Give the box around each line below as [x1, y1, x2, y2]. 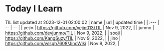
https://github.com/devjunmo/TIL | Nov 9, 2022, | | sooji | [5, 30, 123, 36]
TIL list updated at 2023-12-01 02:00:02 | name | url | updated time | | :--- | [5, 19, 160, 25]
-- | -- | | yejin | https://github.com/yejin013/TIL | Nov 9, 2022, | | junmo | [5, 24, 155, 30]
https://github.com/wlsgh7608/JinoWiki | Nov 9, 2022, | [5, 40, 120, 46]
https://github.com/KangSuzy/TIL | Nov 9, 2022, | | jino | [5, 35, 121, 41]
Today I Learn [5, 3, 63, 14]
